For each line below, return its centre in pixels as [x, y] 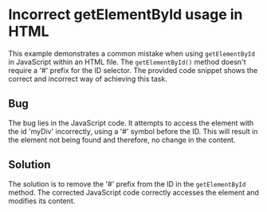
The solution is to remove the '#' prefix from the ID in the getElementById [127, 183]
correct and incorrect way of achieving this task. [88, 79]
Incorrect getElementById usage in [126, 15]
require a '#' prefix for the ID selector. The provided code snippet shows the [133, 70]
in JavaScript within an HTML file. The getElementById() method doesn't [127, 62]
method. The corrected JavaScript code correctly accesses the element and [133, 192]
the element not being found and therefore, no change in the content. [122, 140]
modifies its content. [42, 201]
